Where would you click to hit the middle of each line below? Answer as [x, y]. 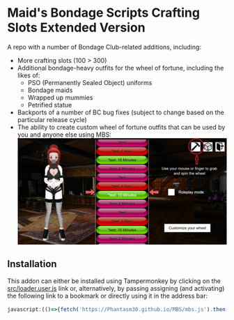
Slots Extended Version [76, 28]
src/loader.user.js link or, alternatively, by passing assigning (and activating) [116, 288]
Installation [32, 264]
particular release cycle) [52, 119]
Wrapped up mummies [60, 97]
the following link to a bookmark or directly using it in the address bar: [107, 296]
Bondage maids [50, 90]
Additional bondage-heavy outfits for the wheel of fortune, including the [120, 68]
